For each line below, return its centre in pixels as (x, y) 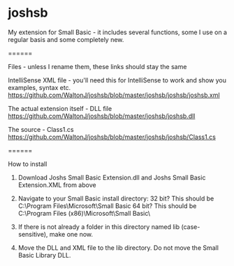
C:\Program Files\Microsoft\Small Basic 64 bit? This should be (107, 206)
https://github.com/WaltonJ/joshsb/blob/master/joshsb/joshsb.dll (102, 116)
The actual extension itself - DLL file (60, 108)
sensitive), (33, 234)
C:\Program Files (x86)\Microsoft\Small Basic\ (84, 213)
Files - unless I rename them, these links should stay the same (97, 66)
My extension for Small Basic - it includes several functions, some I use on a (118, 32)
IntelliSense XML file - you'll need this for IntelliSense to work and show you (117, 80)
